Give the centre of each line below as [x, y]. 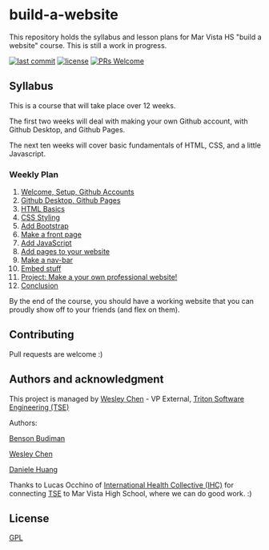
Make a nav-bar [47, 260]
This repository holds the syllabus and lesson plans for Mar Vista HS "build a [136, 37]
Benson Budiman [37, 438]
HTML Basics [42, 209]
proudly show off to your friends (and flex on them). [94, 309]
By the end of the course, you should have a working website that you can [132, 301]
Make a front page [51, 235]
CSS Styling [40, 217]
